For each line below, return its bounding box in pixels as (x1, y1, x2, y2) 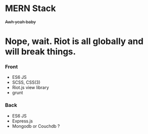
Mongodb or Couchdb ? (12, 123, 60, 129)
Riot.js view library (12, 85, 49, 90)
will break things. (5, 46, 76, 57)
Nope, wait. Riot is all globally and (5, 36, 144, 47)
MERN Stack (5, 3, 56, 14)
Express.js (12, 118, 33, 124)
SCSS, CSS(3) (12, 79, 40, 85)
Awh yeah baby (5, 19, 36, 25)
